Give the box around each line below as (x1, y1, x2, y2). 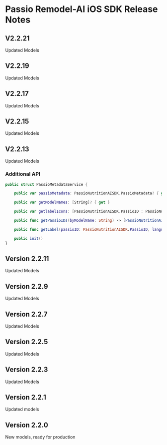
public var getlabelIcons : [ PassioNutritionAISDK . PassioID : (14, 209, 143, 214)
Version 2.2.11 (5, 254, 49, 263)
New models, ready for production (5, 434, 76, 440)
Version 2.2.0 (5, 421, 48, 429)
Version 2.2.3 (5, 366, 48, 374)
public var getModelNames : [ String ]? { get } (14, 200, 110, 205)
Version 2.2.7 (5, 310, 48, 318)
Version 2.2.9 (5, 282, 48, 291)
